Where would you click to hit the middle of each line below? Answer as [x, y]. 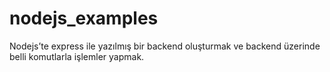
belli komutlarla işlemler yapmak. [77, 56]
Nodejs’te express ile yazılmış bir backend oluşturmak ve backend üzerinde [165, 46]
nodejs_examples [84, 18]
